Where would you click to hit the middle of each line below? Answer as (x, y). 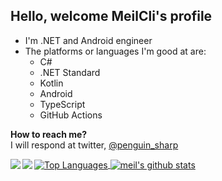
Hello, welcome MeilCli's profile (111, 16)
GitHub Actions (71, 115)
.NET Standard (70, 72)
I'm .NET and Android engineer (88, 40)
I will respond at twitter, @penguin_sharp (94, 145)
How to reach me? (49, 134)
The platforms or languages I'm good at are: (115, 51)
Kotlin (51, 83)
